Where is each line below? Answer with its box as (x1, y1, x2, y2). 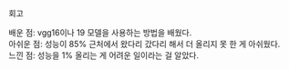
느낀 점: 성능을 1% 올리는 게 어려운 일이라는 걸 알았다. (8, 50, 200, 61)
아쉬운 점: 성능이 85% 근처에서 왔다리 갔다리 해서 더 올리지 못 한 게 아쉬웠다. (8, 39, 281, 49)
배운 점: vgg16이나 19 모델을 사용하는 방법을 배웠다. (8, 27, 192, 38)
